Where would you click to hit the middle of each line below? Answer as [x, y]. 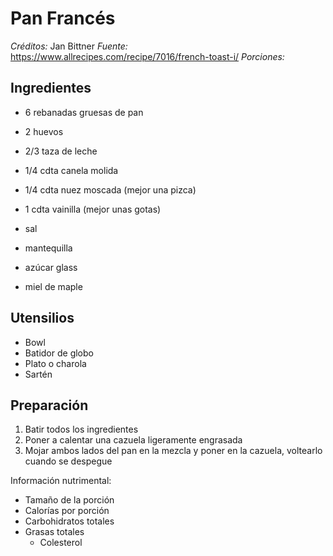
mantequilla [48, 248]
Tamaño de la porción [69, 500]
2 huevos [44, 131]
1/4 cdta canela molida [71, 170]
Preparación [49, 405]
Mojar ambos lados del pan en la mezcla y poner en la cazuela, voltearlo [173, 451]
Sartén [38, 374]
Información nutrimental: [61, 481]
